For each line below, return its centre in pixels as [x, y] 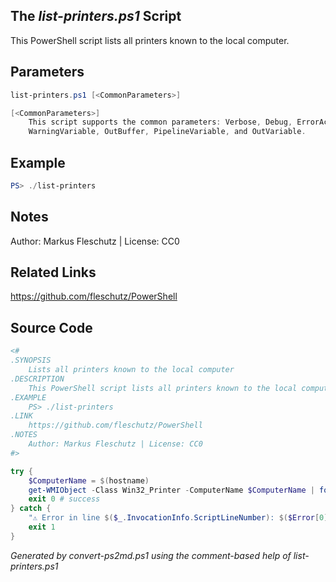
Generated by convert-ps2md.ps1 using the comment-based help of [151, 555]
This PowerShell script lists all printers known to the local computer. [150, 40]
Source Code [51, 327]
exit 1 [42, 527]
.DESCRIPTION [37, 379]
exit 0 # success [64, 499]
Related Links [53, 272]
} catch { [31, 509]
